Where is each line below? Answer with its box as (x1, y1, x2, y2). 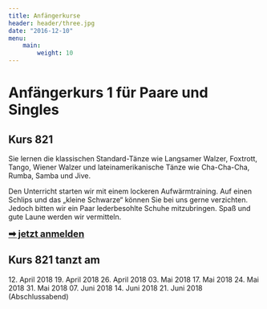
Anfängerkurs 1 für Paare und (8, 83, 208, 102)
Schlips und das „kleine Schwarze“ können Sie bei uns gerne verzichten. (8, 195, 249, 205)
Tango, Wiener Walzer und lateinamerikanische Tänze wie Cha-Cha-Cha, (8, 162, 250, 172)
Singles (8, 101, 59, 119)
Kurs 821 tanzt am (8, 254, 100, 267)
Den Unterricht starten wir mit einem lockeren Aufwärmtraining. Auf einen (8, 186, 253, 196)
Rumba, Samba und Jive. (8, 171, 91, 181)
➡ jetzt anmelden (8, 228, 85, 239)
